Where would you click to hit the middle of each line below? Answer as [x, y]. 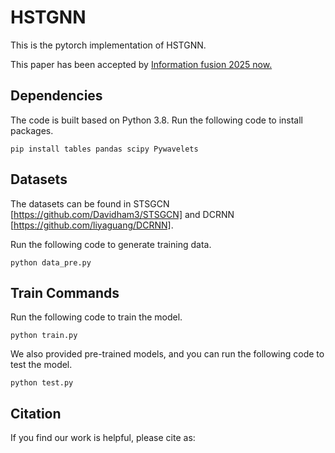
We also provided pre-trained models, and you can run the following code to [167, 354]
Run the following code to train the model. [96, 317]
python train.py [44, 336]
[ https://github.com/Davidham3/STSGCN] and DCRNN [122, 214]
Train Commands [65, 292]
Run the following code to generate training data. [111, 244]
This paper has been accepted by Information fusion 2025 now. [141, 64]
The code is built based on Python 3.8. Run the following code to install [157, 120]
